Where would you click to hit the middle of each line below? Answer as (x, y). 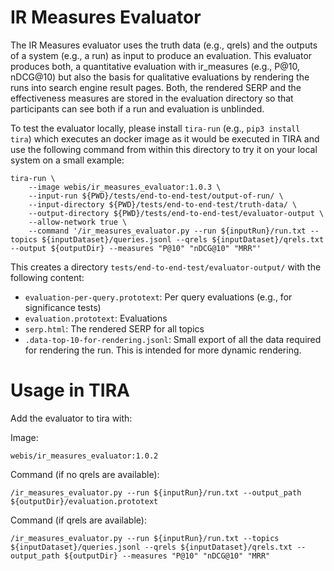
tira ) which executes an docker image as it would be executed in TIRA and (165, 138)
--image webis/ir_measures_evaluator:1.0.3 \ (125, 187)
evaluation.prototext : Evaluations (96, 318)
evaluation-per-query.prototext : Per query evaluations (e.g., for (158, 297)
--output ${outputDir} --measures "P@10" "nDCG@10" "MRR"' (136, 248)
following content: (47, 277)
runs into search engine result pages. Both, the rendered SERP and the (156, 87)
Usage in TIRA (70, 390)
